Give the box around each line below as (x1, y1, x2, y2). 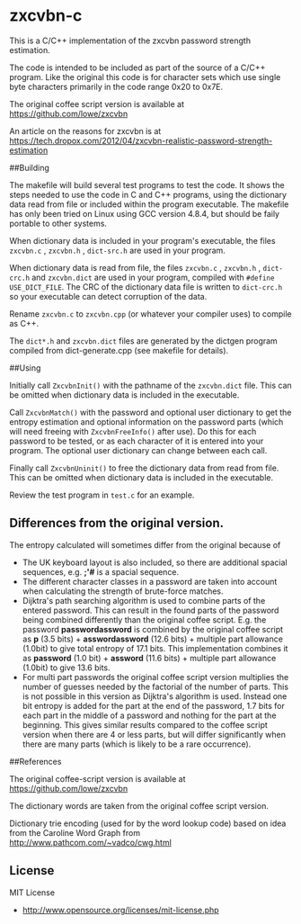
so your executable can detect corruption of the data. (9, 291, 208, 301)
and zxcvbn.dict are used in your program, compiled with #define (31, 272, 275, 283)
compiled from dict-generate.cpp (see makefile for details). (9, 345, 229, 355)
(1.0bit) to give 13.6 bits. (22, 662, 111, 673)
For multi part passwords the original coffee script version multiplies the (22, 671, 289, 682)
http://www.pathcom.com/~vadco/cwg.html (9, 837, 173, 848)
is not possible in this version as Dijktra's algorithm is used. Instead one (22, 690, 288, 702)
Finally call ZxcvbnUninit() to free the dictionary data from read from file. (9, 462, 279, 473)
